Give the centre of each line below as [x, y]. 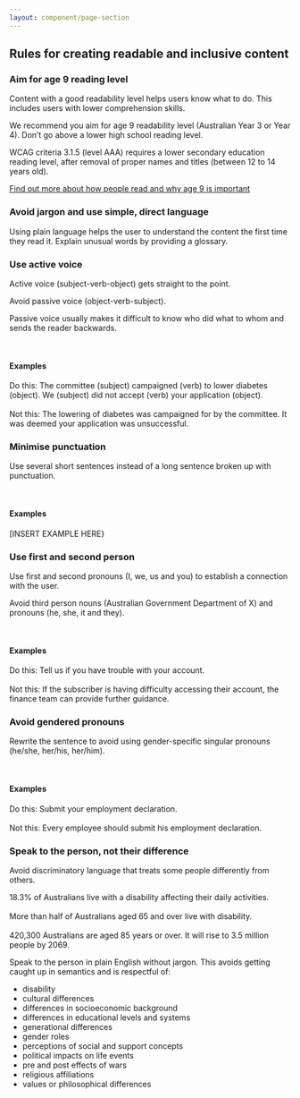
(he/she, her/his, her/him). [57, 751]
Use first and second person [72, 557]
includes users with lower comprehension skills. [97, 108]
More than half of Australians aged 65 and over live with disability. [131, 916]
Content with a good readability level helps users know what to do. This [141, 98]
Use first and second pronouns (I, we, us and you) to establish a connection [149, 576]
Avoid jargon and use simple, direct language [109, 212]
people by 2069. [39, 944]
